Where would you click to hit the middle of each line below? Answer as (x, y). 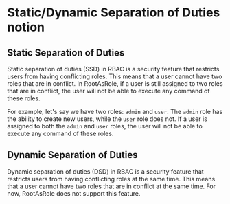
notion (26, 27)
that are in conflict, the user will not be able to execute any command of (109, 91)
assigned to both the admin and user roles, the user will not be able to (105, 126)
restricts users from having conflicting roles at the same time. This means (111, 179)
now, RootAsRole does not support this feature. (74, 193)
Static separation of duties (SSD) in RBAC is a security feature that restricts (113, 69)
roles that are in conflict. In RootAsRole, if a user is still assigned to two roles (115, 83)
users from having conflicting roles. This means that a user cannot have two (115, 76)
